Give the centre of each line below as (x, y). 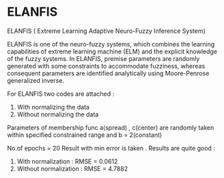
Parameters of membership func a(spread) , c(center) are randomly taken (111, 127)
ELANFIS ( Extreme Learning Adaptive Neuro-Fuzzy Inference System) (107, 31)
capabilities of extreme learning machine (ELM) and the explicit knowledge (112, 51)
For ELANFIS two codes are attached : (61, 94)
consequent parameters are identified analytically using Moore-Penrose (108, 73)
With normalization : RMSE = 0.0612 (67, 161)
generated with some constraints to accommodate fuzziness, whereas (106, 66)
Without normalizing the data (58, 114)
